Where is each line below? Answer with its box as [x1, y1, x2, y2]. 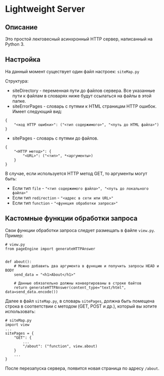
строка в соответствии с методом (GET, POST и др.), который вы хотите [5, 303, 157, 309]
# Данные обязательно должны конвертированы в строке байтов [14, 281, 141, 286]
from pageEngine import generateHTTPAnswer [5, 246, 96, 251]
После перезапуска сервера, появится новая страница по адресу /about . [5, 365, 160, 371]
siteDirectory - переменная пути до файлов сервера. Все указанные [12, 87, 156, 93]
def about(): [5, 259, 32, 264]
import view [5, 322, 29, 327]
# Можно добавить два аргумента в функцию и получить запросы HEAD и [14, 263, 160, 268]
